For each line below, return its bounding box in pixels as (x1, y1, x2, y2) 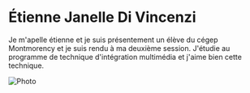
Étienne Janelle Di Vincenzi (8, 8, 196, 27)
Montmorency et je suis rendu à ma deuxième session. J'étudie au (8, 43, 231, 53)
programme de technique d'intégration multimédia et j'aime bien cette (8, 52, 242, 61)
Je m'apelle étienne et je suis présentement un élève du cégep (8, 35, 218, 44)
